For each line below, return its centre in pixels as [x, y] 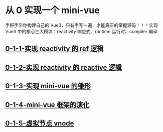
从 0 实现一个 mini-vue [52, 10]
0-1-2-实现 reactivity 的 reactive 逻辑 [63, 68]
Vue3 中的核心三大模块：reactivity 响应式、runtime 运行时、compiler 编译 [81, 31]
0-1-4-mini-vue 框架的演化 [47, 105]
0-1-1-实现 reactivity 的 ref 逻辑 [54, 49]
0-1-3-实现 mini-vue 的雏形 [48, 86]
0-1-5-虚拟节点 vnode [40, 123]
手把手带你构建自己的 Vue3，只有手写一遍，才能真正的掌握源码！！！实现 [81, 25]
